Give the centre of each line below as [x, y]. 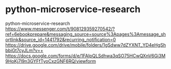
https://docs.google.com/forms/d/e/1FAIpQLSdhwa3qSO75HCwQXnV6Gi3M [86, 56]
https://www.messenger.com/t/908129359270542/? [60, 28]
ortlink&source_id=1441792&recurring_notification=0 [61, 40]
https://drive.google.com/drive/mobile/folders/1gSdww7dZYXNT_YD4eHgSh [86, 45]
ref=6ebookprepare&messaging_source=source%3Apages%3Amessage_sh [86, 34]
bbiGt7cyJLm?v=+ [24, 50]
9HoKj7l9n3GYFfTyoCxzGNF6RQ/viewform [51, 61]
